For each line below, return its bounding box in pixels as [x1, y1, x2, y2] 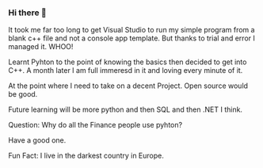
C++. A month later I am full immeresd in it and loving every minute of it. [8, 66, 243, 75]
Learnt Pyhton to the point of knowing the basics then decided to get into [8, 57, 247, 67]
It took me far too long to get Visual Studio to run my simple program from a [8, 25, 255, 35]
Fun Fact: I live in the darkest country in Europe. [8, 151, 165, 161]
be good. [8, 90, 38, 99]
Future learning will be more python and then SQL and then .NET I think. [8, 105, 243, 114]
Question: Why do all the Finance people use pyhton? [8, 120, 183, 130]
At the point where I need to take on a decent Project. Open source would [8, 81, 248, 90]
